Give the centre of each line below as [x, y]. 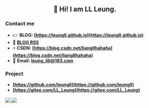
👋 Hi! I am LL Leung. [85, 9]
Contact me [20, 24]
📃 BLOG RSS [26, 42]
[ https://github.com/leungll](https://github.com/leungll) [73, 84]
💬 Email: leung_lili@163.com [43, 61]
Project [14, 74]
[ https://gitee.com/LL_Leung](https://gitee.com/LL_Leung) [76, 90]
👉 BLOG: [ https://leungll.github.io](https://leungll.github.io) [78, 35]
